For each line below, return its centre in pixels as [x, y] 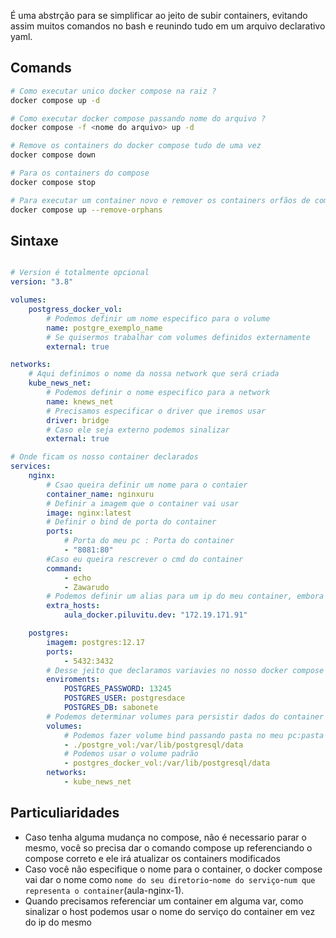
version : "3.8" [42, 282]
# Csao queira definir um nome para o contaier [147, 485]
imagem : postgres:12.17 [95, 642]
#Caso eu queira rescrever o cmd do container [145, 559]
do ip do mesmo [58, 922]
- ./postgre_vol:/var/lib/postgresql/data [153, 745]
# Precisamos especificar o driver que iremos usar [156, 411]
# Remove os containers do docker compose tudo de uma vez [136, 146]
